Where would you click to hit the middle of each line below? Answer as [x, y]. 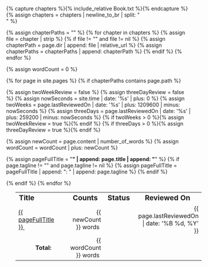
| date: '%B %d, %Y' [170, 223]
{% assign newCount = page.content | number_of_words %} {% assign [92, 141]
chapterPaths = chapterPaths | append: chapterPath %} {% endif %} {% [94, 52]
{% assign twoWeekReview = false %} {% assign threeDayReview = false [95, 92]
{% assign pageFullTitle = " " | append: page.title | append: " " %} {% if [93, 159]
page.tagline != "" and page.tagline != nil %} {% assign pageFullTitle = [92, 165]
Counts [85, 198]
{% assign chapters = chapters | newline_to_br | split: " [73, 15]
